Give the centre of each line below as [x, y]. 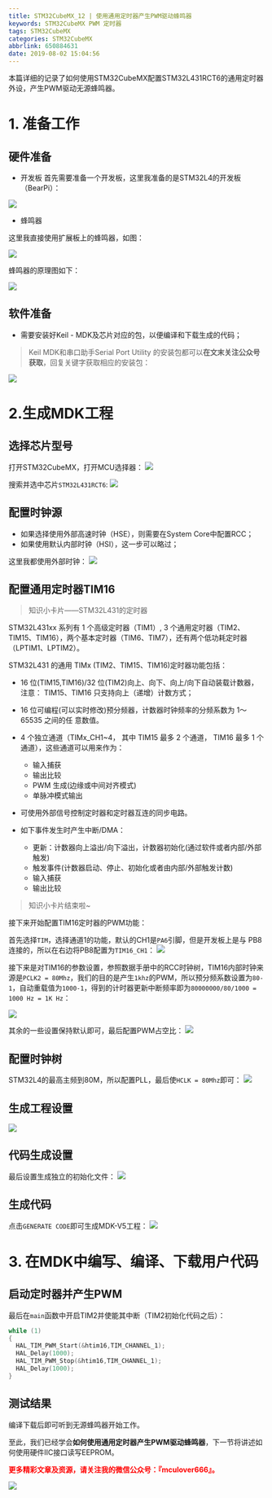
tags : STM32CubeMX [39, 31]
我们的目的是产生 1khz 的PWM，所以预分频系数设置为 [165, 978]
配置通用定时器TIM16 [62, 590]
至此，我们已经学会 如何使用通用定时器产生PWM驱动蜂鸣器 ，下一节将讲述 [132, 1442]
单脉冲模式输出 [57, 795]
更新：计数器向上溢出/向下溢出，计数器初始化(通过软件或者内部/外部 [147, 848]
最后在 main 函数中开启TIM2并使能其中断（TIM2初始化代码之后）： [117, 1315]
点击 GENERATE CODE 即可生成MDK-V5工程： [78, 1225]
